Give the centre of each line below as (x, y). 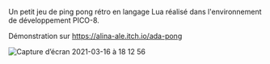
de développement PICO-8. (54, 20)
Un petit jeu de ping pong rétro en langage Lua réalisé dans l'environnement (135, 12)
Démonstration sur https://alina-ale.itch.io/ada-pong (95, 36)
